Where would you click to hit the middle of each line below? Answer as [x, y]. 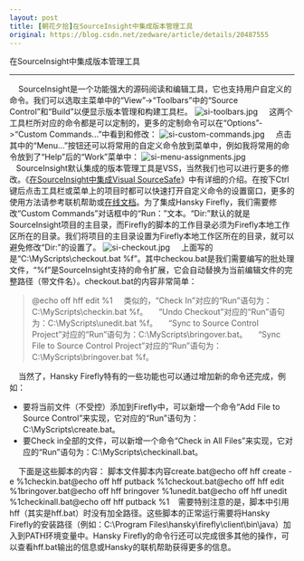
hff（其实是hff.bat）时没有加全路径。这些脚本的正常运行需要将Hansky [140, 513]
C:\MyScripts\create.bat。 [71, 430]
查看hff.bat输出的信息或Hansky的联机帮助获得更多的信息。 [126, 547]
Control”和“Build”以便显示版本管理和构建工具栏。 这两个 [151, 112]
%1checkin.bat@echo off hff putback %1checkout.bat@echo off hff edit [151, 481]
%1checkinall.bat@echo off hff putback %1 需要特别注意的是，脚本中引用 [149, 502]
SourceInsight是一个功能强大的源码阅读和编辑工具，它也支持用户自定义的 [155, 89]
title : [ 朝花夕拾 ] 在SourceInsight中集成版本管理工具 [101, 26]
